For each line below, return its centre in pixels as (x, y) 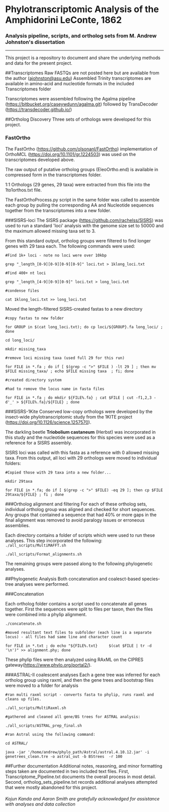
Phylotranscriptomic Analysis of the (82, 9)
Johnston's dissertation (35, 42)
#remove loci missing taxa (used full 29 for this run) (65, 358)
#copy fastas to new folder (35, 318)
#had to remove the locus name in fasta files (55, 389)
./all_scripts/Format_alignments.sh (44, 554)
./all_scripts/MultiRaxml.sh (36, 708)
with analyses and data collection (40, 804)
